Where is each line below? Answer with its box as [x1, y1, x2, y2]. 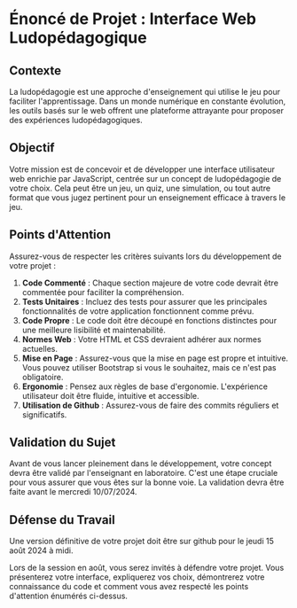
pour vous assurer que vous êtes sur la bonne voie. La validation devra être [9, 477, 285, 487]
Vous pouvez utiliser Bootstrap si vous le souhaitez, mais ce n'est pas [21, 362, 277, 372]
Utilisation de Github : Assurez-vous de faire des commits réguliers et [21, 400, 279, 410]
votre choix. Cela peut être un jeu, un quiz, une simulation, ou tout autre [9, 183, 271, 193]
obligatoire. [21, 371, 64, 382]
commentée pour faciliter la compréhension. [21, 286, 184, 297]
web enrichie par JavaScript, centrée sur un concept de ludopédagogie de [9, 173, 282, 183]
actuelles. [21, 343, 59, 354]
